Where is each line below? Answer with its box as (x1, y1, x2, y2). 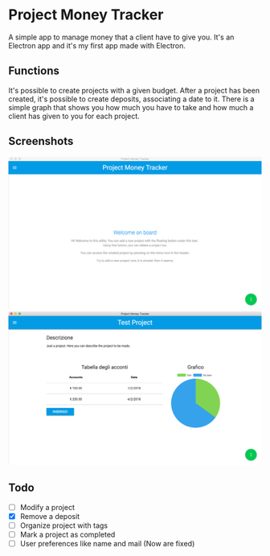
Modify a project (19, 502, 75, 512)
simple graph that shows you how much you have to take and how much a (8, 102, 254, 112)
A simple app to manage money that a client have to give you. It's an (8, 32, 235, 42)
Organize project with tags (19, 521, 108, 530)
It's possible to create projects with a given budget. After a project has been (8, 85, 260, 95)
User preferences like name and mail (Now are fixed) (19, 538, 195, 548)
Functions (8, 64, 60, 78)
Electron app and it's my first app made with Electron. (8, 40, 186, 50)
